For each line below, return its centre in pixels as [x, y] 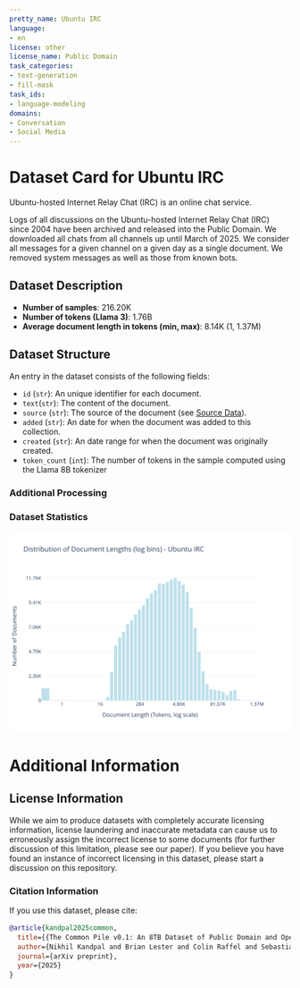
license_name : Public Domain [63, 57]
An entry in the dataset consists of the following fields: [109, 376]
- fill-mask [31, 85]
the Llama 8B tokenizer [64, 469]
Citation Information [54, 890]
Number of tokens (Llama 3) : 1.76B [87, 317]
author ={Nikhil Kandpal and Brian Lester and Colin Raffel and [137, 947]
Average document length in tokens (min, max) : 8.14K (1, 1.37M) [142, 326]
